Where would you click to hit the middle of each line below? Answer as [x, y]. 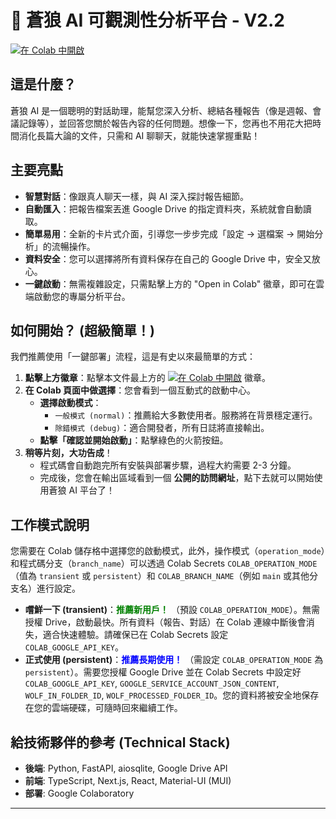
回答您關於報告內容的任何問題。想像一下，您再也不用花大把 [189, 123]
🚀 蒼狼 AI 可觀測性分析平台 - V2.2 [147, 20]
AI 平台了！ [91, 490]
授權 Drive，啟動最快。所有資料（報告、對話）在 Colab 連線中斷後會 [165, 622]
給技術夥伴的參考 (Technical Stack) [120, 742]
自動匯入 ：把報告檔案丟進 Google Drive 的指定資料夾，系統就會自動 [163, 208]
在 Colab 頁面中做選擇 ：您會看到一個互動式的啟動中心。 [140, 390]
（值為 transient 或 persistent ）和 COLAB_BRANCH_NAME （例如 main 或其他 [160, 576]
